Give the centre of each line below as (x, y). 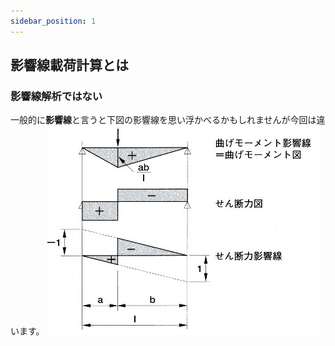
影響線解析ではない (56, 96)
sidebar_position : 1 (53, 21)
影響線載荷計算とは (69, 65)
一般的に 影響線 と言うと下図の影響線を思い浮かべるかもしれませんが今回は (163, 120)
